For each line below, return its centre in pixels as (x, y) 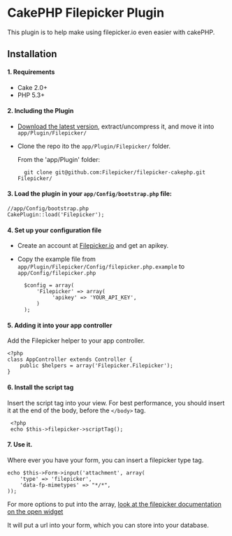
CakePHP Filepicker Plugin (86, 13)
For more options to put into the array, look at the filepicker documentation (115, 504)
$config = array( (49, 285)
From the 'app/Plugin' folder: (59, 159)
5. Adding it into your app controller (60, 325)
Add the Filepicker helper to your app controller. (76, 341)
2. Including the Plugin (41, 111)
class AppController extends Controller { (70, 360)
